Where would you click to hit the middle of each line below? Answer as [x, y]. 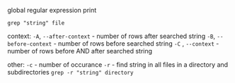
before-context [30, 44]
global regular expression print [52, 10]
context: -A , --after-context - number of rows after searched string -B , [111, 36]
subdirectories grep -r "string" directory [70, 72]
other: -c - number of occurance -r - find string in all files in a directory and [118, 65]
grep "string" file [36, 23]
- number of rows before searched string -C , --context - [136, 44]
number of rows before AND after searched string [80, 51]
